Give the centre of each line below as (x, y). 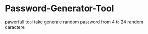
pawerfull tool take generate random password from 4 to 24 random (74, 22)
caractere (15, 27)
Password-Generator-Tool (59, 8)
